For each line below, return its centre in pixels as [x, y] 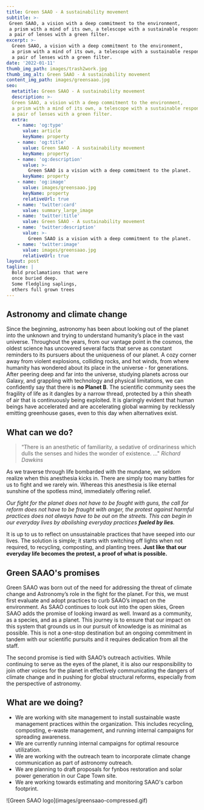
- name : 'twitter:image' [49, 244]
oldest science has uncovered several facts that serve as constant [89, 349]
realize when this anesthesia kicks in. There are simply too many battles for [100, 478]
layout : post [23, 261]
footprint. [27, 788]
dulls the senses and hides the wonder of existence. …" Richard [101, 453]
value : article [42, 131]
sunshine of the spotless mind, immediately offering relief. [79, 491]
